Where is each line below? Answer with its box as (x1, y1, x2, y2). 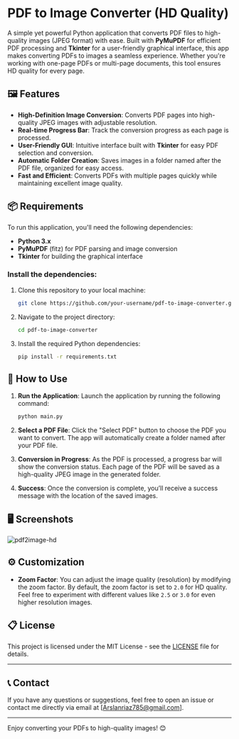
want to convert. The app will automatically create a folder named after (17, 434, 226, 442)
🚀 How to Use (7, 372, 68, 384)
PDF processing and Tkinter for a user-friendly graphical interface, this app (7, 44, 229, 52)
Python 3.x (17, 237, 51, 245)
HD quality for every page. (7, 66, 85, 75)
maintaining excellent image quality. (17, 178, 123, 187)
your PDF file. (17, 441, 58, 450)
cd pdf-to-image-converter (17, 326, 98, 333)
